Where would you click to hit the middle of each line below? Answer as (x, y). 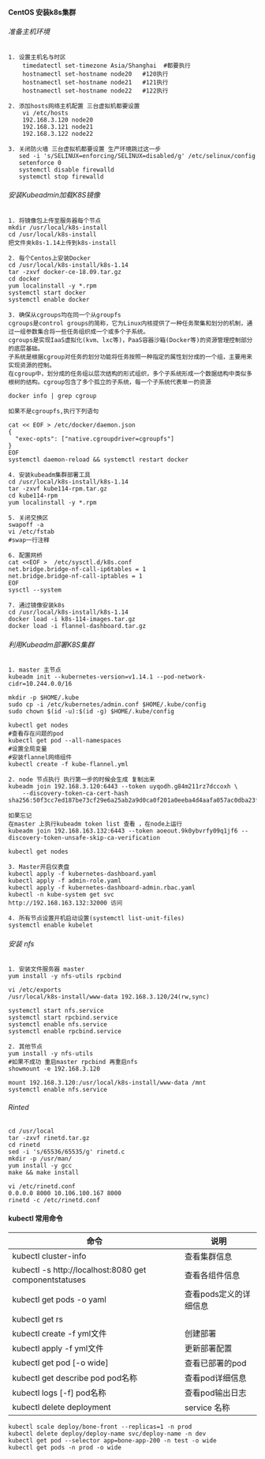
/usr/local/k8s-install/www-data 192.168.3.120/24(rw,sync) (109, 997)
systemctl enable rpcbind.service (65, 1032)
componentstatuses (49, 1280)
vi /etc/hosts (45, 113)
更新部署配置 (208, 1348)
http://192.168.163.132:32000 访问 (65, 903)
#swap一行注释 (29, 540)
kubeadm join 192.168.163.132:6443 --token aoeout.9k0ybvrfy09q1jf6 (123, 831)
